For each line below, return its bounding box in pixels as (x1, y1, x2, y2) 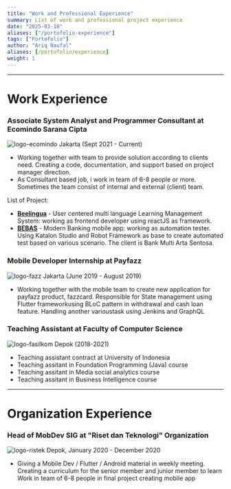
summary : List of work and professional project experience (7, 17, 184, 23)
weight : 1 (7, 55, 36, 62)
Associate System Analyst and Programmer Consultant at (7, 115, 204, 125)
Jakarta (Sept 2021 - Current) (58, 140, 143, 148)
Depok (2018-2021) (54, 339, 109, 348)
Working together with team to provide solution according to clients (16, 153, 208, 162)
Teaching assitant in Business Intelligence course (16, 375, 157, 383)
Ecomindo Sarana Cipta (7, 124, 87, 134)
